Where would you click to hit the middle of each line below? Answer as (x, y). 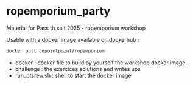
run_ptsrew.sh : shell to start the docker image (73, 75)
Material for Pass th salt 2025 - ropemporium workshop (76, 28)
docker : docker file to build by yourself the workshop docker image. (101, 63)
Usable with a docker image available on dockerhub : (73, 39)
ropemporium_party (58, 11)
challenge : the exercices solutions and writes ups (78, 69)
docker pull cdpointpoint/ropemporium (55, 51)
